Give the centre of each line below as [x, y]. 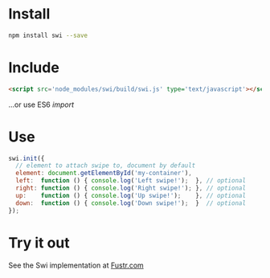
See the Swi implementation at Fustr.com [76, 265]
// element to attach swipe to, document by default [106, 166]
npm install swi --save [48, 35]
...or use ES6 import [41, 104]
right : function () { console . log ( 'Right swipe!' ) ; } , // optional [131, 188]
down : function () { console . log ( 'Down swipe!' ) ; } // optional [131, 203]
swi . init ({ [27, 158]
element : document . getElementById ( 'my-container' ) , [104, 174]
